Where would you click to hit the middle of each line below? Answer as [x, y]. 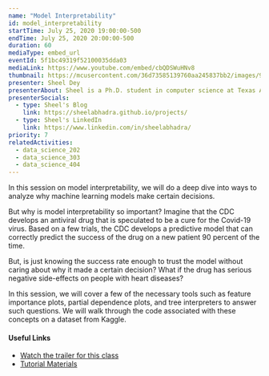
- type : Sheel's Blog [52, 105]
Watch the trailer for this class [69, 356]
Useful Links [30, 338]
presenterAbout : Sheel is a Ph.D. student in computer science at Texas [132, 90]
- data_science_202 [48, 150]
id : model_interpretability [55, 23]
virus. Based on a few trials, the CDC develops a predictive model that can [131, 228]
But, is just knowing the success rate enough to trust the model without [126, 261]
